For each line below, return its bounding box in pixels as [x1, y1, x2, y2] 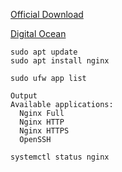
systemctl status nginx [10, 152, 110, 162]
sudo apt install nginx [10, 56, 110, 66]
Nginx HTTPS [19, 126, 70, 136]
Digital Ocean [10, 28, 67, 39]
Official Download [10, 9, 84, 20]
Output [10, 91, 38, 101]
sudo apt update [10, 47, 78, 57]
